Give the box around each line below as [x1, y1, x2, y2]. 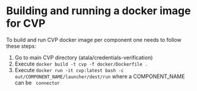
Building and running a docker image [6, 4, 191, 18]
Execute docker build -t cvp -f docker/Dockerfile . [14, 60, 148, 67]
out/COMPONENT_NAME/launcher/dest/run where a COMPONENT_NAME [14, 73, 185, 80]
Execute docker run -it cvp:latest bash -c [14, 66, 124, 73]
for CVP [6, 17, 46, 30]
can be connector [14, 79, 61, 86]
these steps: [6, 43, 37, 50]
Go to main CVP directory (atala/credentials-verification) [14, 54, 153, 61]
